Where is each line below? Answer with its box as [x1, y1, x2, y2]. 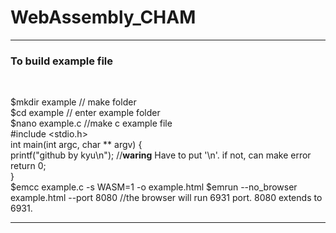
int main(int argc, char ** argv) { [10, 139, 143, 151]
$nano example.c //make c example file [10, 117, 173, 130]
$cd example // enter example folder [10, 107, 161, 119]
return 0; [10, 160, 47, 172]
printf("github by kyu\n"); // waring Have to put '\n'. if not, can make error [10, 149, 312, 161]
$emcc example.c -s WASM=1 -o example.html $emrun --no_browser [10, 181, 298, 193]
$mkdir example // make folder [10, 96, 137, 108]
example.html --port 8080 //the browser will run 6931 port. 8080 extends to [10, 192, 323, 204]
